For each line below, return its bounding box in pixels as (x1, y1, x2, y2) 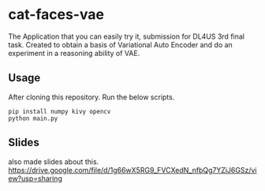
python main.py (8, 114, 58, 122)
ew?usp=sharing (8, 174, 63, 183)
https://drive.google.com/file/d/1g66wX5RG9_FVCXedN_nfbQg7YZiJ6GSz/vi (8, 165, 257, 174)
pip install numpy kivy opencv (8, 107, 111, 115)
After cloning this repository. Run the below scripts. (8, 92, 175, 102)
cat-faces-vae (8, 6, 105, 24)
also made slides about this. (8, 156, 99, 167)
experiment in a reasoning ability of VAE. (8, 48, 140, 58)
